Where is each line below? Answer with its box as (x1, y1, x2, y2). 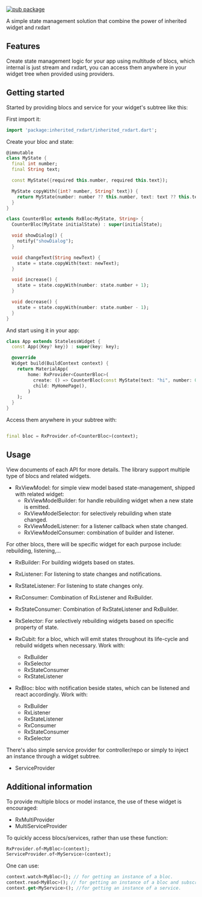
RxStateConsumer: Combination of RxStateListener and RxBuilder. (14, 605, 179, 613)
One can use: (6, 862, 40, 869)
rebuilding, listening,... (6, 547, 61, 554)
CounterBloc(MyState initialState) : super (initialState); (11, 222, 163, 228)
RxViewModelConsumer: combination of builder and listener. (23, 529, 174, 536)
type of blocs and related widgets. (6, 472, 91, 479)
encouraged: (6, 804, 38, 811)
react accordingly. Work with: (14, 691, 88, 698)
